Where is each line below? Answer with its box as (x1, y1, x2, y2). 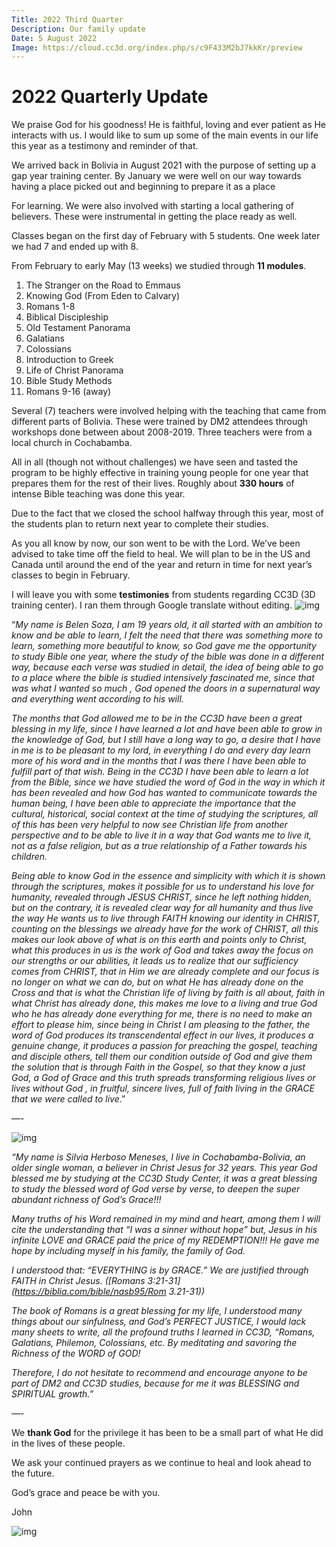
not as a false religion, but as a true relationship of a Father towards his (11, 840, 308, 852)
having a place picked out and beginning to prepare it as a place (11, 181, 276, 193)
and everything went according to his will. (11, 693, 184, 705)
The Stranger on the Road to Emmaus (25, 279, 181, 291)
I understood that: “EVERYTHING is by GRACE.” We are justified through (11, 1264, 309, 1276)
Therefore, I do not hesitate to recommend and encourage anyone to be (11, 1367, 308, 1379)
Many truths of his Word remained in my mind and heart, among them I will (11, 1213, 321, 1225)
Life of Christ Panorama (25, 364, 124, 376)
